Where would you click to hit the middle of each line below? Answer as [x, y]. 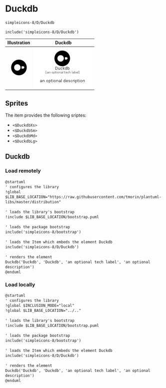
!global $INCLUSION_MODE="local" [40, 305]
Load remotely [23, 171]
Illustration [19, 43]
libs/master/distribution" [33, 202]
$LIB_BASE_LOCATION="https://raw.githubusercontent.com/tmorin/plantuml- [83, 197]
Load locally [20, 284]
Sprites [17, 103]
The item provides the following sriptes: [46, 115]
